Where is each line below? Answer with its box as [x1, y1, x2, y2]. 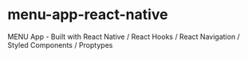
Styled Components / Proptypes [7, 40, 113, 49]
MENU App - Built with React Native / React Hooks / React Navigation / [7, 32, 240, 41]
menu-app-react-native [7, 6, 168, 24]
